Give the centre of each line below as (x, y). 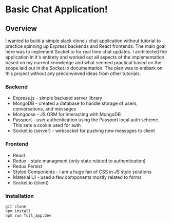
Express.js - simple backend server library (58, 98)
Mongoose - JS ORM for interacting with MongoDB (67, 115)
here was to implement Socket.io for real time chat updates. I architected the (86, 52)
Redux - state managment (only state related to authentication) (79, 161)
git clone (16, 207)
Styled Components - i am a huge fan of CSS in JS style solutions (82, 172)
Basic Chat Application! (56, 10)
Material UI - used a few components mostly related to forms (77, 177)
